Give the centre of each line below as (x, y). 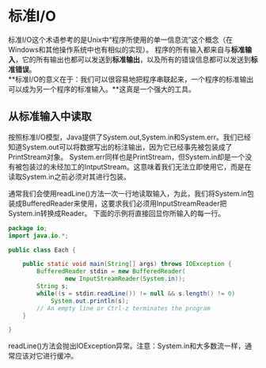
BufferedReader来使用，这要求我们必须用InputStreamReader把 (124, 203)
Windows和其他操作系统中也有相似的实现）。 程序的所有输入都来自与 (120, 49)
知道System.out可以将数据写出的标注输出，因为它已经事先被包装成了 (120, 146)
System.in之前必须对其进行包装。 (76, 176)
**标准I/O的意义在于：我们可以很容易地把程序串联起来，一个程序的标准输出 (131, 79)
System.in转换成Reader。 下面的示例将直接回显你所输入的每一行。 (117, 213)
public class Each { (42, 250)
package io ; (28, 228)
